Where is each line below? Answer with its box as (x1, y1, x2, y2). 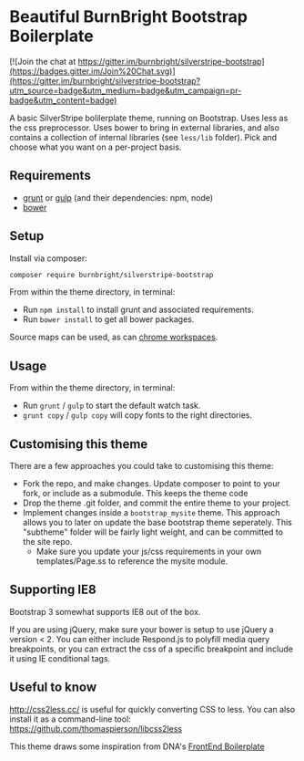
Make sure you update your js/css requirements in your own (35, 546, 262, 558)
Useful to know (9, 680, 97, 695)
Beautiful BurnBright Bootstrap (9, 6, 248, 27)
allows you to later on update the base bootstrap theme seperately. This (22, 517, 293, 528)
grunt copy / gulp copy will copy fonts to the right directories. (22, 410, 253, 421)
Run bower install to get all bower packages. (22, 314, 195, 325)
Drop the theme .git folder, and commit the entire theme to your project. (22, 497, 291, 508)
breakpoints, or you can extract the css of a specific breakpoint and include (9, 643, 294, 654)
